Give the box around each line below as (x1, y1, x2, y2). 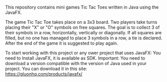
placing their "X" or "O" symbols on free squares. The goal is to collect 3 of (5, 24, 160, 30)
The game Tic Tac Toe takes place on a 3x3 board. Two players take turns (5, 19, 158, 25)
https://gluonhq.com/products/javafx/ (5, 71, 83, 77)
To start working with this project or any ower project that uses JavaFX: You (5, 50, 161, 56)
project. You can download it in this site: (5, 66, 87, 72)
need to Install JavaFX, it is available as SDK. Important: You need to (5, 55, 146, 61)
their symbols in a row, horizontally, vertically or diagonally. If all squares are (5, 30, 162, 35)
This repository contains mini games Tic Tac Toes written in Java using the (5, 4, 159, 10)
